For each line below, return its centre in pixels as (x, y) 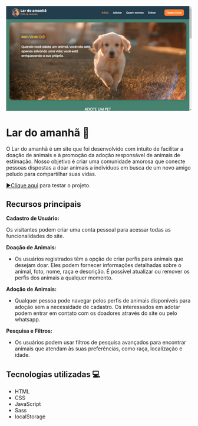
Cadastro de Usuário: (33, 219)
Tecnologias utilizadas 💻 (53, 374)
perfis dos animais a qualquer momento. (64, 278)
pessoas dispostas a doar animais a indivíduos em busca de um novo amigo (98, 168)
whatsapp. (27, 320)
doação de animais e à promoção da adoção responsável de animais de (93, 155)
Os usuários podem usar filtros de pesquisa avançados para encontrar (100, 343)
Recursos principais (44, 204)
